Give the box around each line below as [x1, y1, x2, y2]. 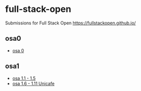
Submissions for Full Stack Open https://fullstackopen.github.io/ [5, 20, 136, 26]
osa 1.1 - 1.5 [12, 75, 36, 81]
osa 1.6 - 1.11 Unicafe [12, 81, 55, 87]
